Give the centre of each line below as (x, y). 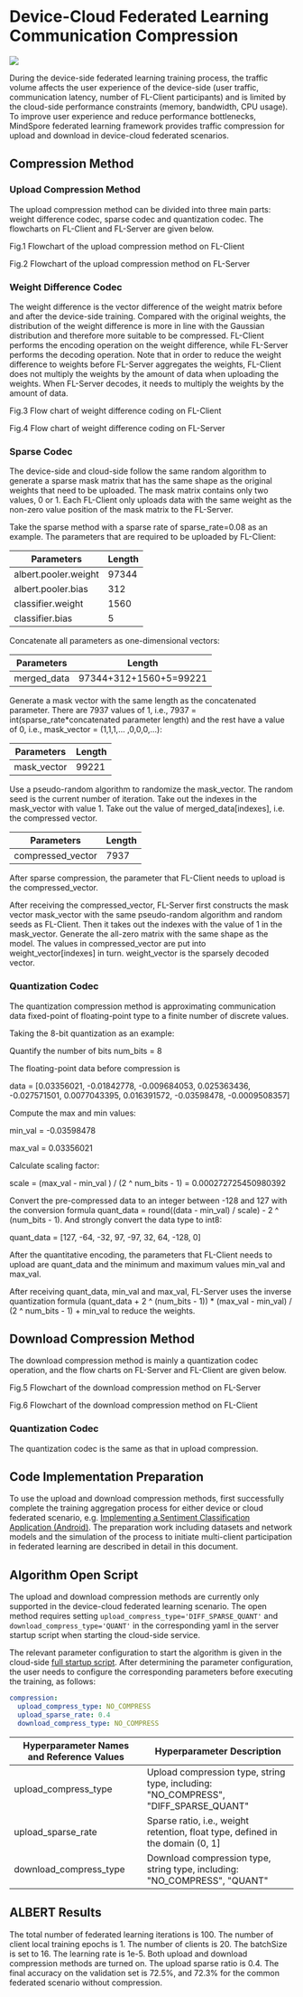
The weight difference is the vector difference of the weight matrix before (146, 306)
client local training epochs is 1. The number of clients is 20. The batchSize (148, 1944)
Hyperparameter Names (76, 1745)
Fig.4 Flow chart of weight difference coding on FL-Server (117, 428)
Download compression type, (209, 1858)
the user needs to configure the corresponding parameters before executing (151, 1672)
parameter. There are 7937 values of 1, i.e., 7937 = (103, 711)
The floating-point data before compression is (95, 1068)
